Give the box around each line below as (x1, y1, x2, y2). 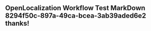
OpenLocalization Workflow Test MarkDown (5, 4, 146, 12)
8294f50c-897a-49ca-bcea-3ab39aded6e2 (5, 12, 147, 20)
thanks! (5, 19, 30, 28)
